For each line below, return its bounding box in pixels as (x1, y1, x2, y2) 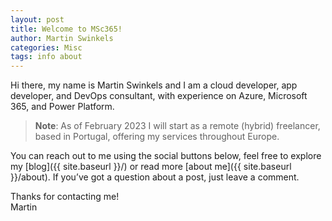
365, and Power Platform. (10, 101, 115, 113)
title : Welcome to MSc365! (10, 24, 123, 34)
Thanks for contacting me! (10, 191, 120, 203)
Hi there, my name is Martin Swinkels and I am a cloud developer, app (10, 79, 298, 91)
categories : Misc (10, 42, 83, 53)
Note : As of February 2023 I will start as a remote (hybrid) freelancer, (34, 120, 321, 132)
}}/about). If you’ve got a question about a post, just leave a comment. (10, 171, 300, 183)
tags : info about (10, 52, 83, 62)
